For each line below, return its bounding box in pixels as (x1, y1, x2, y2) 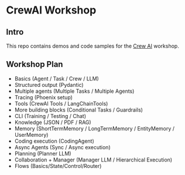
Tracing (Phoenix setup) (14, 93, 73, 100)
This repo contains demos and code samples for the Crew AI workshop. (6, 42, 180, 49)
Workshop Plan (6, 59, 63, 69)
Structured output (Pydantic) (14, 81, 84, 88)
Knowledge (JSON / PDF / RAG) (14, 119, 92, 126)
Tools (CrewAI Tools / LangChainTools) (14, 100, 108, 107)
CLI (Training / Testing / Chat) (14, 112, 87, 119)
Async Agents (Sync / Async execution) (14, 143, 111, 150)
